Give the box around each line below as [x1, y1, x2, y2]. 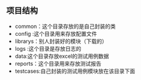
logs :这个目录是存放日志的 [14, 45, 82, 52]
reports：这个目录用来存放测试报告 [14, 60, 102, 67]
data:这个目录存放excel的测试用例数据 [14, 53, 109, 60]
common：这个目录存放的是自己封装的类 [14, 23, 116, 30]
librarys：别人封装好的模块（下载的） [14, 38, 108, 45]
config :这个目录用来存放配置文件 [14, 30, 97, 37]
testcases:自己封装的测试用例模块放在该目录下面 [14, 67, 136, 75]
